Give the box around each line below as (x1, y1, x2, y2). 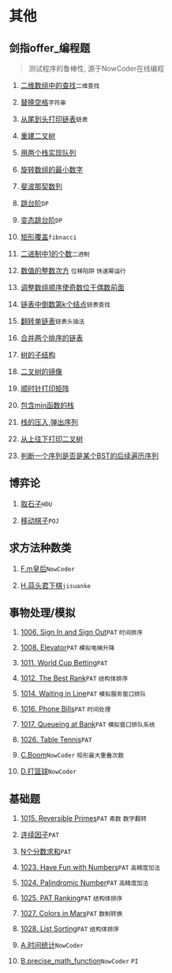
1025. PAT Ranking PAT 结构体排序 (20, 893, 123, 903)
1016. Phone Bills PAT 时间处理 (20, 704, 111, 714)
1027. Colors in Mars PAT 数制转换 (20, 909, 123, 918)
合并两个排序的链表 (20, 334, 84, 342)
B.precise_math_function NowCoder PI (20, 956, 139, 966)
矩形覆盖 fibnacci (20, 232, 77, 242)
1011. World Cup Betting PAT (20, 658, 108, 668)
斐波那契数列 (20, 181, 62, 191)
